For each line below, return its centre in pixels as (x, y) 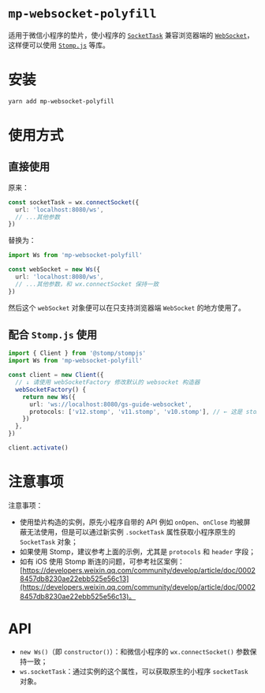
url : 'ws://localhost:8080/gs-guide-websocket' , (110, 404)
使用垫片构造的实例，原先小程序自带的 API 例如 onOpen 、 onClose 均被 (131, 522)
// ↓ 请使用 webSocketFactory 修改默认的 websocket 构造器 (108, 382)
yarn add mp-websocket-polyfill (61, 101)
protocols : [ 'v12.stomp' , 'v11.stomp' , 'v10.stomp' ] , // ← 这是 (136, 412)
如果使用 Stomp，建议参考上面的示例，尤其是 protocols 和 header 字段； (138, 551)
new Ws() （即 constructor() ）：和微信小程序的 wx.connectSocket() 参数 (134, 651)
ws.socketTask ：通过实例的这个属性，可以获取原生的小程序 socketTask (134, 671)
